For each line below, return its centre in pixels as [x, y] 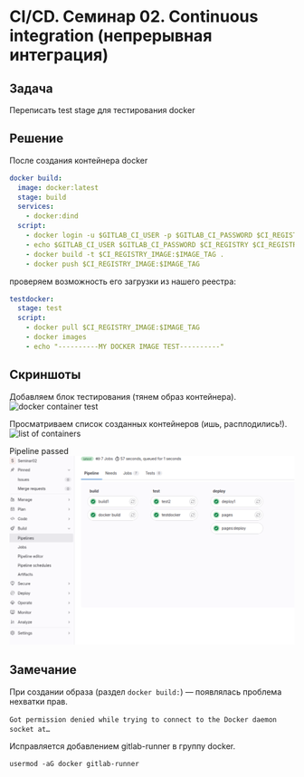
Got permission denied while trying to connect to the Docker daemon [143, 720]
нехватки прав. [38, 701]
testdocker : [32, 299]
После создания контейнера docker [79, 160]
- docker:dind [52, 216]
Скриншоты [45, 375]
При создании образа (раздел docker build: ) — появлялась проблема [146, 692]
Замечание [43, 670]
